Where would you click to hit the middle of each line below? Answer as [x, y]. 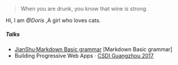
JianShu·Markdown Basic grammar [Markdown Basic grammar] [94, 49]
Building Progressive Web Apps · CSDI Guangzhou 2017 [84, 55]
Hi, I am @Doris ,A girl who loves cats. [53, 20]
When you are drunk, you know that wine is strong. [84, 9]
